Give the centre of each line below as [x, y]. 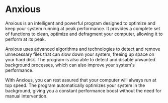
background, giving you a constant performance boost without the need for [83, 90]
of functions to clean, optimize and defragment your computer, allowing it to [84, 34]
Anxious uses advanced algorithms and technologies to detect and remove [83, 49]
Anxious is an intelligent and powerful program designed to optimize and [80, 23]
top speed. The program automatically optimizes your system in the [75, 85]
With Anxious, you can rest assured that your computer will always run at [81, 80]
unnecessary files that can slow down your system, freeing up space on [80, 54]
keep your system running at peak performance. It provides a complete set [83, 28]
